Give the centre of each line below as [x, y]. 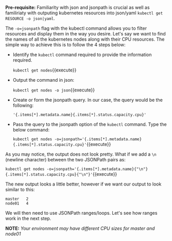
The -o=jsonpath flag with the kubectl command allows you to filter [76, 28]
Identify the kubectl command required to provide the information [82, 54]
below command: [31, 130]
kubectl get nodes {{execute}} [45, 70]
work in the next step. [28, 218]
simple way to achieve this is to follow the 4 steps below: [65, 45]
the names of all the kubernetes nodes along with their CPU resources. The [85, 39]
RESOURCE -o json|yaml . [30, 18]
